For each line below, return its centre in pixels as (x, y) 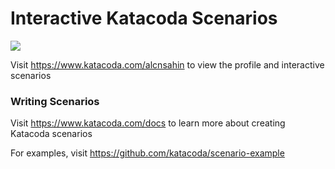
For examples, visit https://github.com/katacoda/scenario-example (147, 153)
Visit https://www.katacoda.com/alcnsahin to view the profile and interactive (167, 64)
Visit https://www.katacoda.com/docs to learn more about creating (148, 123)
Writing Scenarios (55, 101)
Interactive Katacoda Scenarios (144, 18)
